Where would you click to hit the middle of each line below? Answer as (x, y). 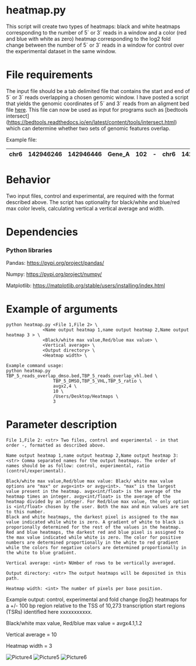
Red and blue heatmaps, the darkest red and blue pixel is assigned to (95, 533)
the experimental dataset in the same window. (61, 51)
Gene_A (119, 154)
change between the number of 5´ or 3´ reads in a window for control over (95, 45)
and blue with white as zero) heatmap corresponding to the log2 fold (88, 39)
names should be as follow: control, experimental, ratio (78, 466)
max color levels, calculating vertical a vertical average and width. (85, 208)
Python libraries (29, 250)
